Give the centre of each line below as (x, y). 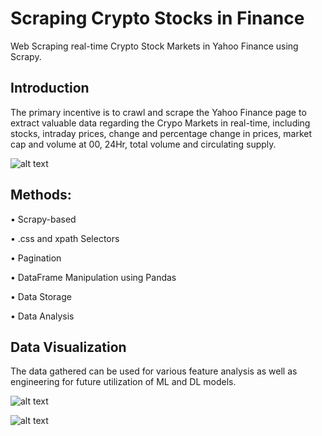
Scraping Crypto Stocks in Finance (157, 18)
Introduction (50, 88)
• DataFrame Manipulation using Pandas (93, 277)
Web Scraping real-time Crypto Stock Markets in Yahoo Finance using (154, 46)
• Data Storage (41, 296)
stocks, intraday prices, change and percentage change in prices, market (161, 133)
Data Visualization (68, 347)
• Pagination (36, 258)
